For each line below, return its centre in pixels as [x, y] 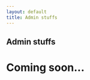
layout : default [26, 12]
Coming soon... [46, 68]
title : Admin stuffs [32, 17]
